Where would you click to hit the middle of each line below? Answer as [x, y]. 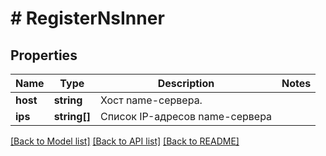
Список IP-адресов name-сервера [186, 116]
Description [186, 83]
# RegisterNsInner [87, 18]
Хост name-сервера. [151, 100]
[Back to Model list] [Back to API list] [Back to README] [125, 141]
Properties [44, 55]
